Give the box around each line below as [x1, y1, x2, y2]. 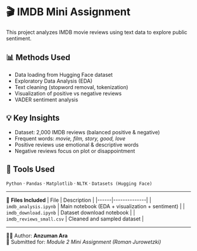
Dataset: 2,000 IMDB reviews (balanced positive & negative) [14, 128, 160, 135]
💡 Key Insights [6, 113, 60, 123]
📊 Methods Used [6, 53, 70, 63]
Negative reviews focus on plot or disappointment [14, 147, 135, 154]
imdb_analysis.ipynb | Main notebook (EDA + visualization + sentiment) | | [6, 203, 185, 210]
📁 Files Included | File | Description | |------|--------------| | [6, 196, 151, 203]
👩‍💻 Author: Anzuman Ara [6, 232, 68, 239]
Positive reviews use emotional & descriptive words [14, 141, 139, 148]
